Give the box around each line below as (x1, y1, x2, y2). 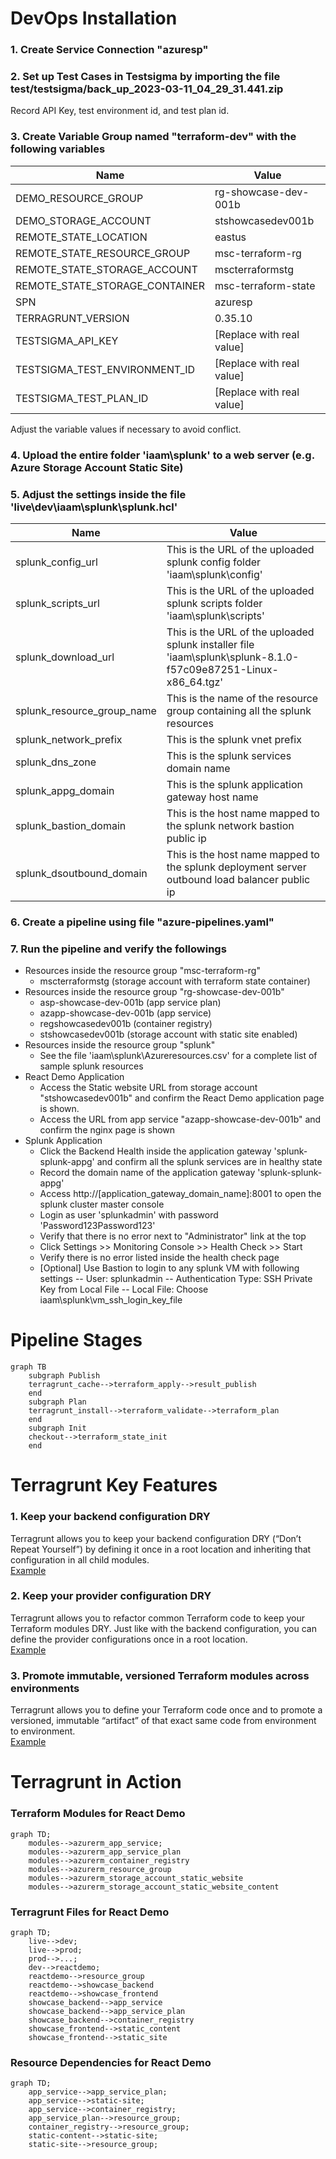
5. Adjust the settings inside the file (10, 487, 187, 501)
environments (10, 1681, 80, 1695)
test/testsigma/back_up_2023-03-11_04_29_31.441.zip (10, 82, 284, 96)
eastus (214, 230, 247, 244)
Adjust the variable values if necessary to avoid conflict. (10, 423, 242, 435)
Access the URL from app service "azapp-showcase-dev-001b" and (39, 1113, 322, 1126)
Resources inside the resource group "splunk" (24, 1039, 216, 1051)
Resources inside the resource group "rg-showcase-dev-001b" (24, 986, 285, 998)
